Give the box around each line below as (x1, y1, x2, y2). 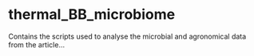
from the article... (8, 39, 65, 49)
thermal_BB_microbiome (8, 6, 176, 24)
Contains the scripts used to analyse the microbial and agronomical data (8, 32, 247, 41)
